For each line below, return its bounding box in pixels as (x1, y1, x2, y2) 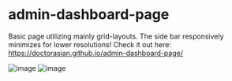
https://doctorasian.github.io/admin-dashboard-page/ (8, 48, 184, 57)
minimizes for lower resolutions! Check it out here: (8, 39, 172, 49)
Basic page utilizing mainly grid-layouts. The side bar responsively (8, 31, 224, 41)
